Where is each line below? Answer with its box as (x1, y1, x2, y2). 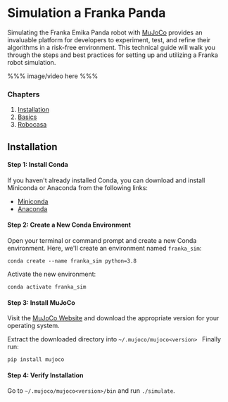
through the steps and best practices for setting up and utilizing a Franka (7, 51, 218, 59)
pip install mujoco (7, 356, 65, 363)
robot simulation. (7, 58, 56, 66)
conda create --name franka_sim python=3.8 (7, 258, 137, 265)
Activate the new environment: (7, 270, 96, 279)
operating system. (7, 322, 60, 330)
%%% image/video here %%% (7, 72, 99, 80)
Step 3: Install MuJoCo (7, 298, 75, 307)
